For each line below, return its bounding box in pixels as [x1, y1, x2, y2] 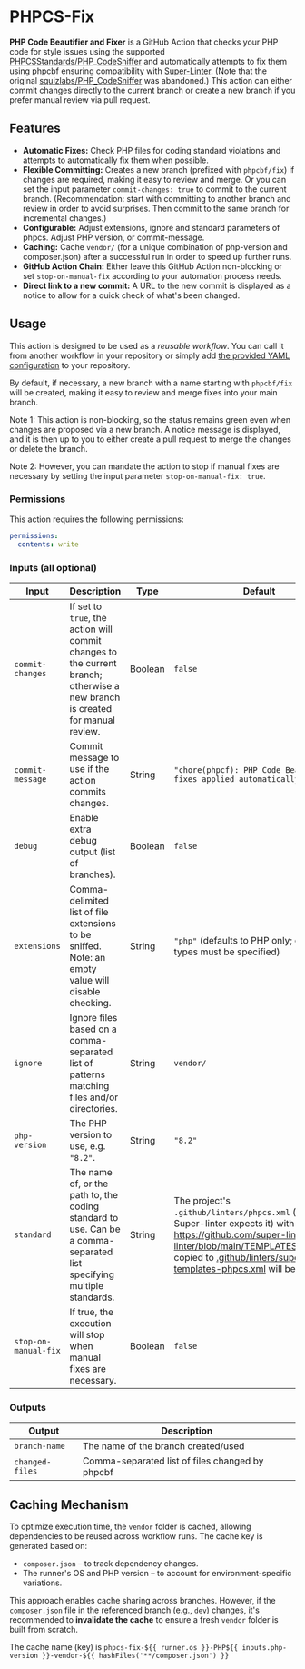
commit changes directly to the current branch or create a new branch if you [9, 85, 296, 95]
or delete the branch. [9, 443, 88, 454]
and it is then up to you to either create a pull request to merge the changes [9, 434, 292, 445]
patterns [69, 1068, 106, 1081]
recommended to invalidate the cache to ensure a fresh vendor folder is [9, 1614, 279, 1625]
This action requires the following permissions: [9, 514, 184, 525]
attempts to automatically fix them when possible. [22, 155, 209, 165]
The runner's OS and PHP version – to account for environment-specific [22, 1568, 292, 1579]
